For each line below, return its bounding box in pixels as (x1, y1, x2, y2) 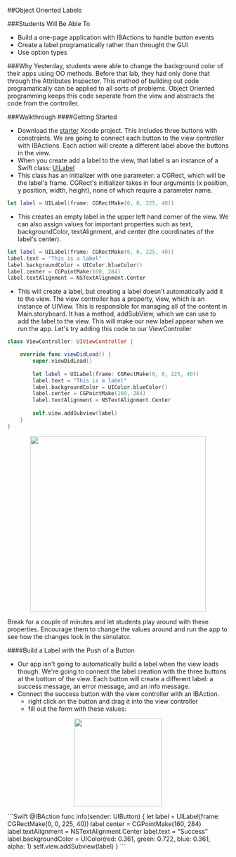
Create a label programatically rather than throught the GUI (17, 41, 188, 49)
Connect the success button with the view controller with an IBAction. (17, 689, 220, 698)
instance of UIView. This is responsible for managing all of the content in (17, 302, 228, 311)
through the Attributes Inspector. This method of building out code (7, 77, 199, 85)
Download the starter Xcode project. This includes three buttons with (17, 127, 218, 134)
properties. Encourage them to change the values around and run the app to (7, 625, 228, 633)
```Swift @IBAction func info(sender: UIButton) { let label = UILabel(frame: (7, 812, 220, 820)
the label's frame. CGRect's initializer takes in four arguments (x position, (17, 179, 229, 187)
